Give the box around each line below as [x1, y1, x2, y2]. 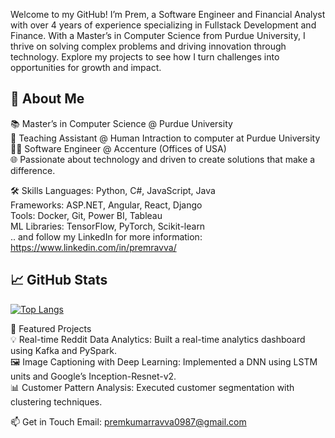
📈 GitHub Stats [10, 272, 108, 289]
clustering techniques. [10, 395, 103, 408]
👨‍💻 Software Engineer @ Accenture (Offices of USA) [10, 142, 227, 154]
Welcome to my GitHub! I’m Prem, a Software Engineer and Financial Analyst [10, 9, 326, 20]
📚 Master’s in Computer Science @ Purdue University [10, 117, 233, 129]
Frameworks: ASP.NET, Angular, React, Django [10, 199, 203, 211]
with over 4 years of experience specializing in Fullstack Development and [10, 19, 317, 31]
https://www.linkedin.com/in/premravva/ [10, 241, 177, 253]
